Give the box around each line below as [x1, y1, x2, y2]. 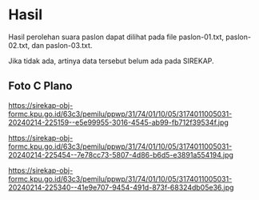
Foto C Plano [8, 79, 73, 93]
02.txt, [8, 40, 30, 50]
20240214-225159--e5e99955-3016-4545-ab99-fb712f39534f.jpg [8, 118, 229, 127]
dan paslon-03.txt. [31, 40, 93, 50]
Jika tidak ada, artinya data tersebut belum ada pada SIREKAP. [8, 56, 214, 66]
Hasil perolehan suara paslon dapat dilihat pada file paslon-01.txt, [8, 32, 225, 42]
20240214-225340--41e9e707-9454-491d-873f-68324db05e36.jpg [8, 182, 234, 192]
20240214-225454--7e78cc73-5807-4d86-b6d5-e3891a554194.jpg [8, 150, 234, 159]
